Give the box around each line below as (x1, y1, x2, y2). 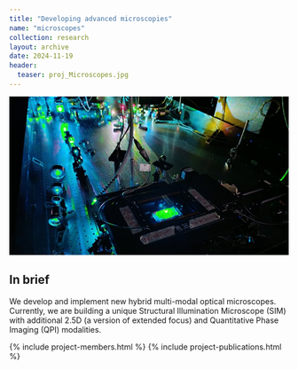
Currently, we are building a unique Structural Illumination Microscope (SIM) (9, 305, 286, 316)
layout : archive (9, 43, 69, 51)
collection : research (9, 33, 90, 42)
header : (9, 61, 38, 70)
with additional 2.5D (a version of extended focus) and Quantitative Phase (9, 315, 279, 326)
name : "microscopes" (9, 23, 86, 33)
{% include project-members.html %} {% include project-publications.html (9, 342, 282, 352)
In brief (9, 272, 51, 287)
